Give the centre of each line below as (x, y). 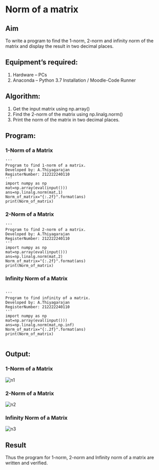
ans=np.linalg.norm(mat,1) (34, 193)
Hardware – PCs (30, 74)
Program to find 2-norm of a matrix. (46, 230)
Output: (18, 354)
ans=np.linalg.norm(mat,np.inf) (40, 325)
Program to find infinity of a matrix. (48, 298)
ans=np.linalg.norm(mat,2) (34, 256)
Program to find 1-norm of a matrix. (46, 165)
